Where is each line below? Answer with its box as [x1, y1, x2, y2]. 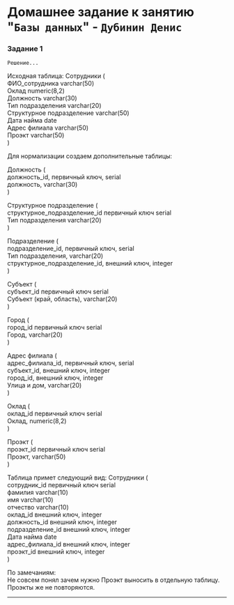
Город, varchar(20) [7, 330, 63, 339]
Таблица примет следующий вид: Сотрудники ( [7, 473, 148, 482]
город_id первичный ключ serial [7, 323, 102, 332]
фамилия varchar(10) [7, 489, 68, 497]
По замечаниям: [7, 569, 56, 577]
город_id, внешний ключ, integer [7, 374, 104, 382]
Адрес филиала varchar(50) [7, 123, 89, 132]
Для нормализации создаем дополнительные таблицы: [7, 152, 173, 160]
